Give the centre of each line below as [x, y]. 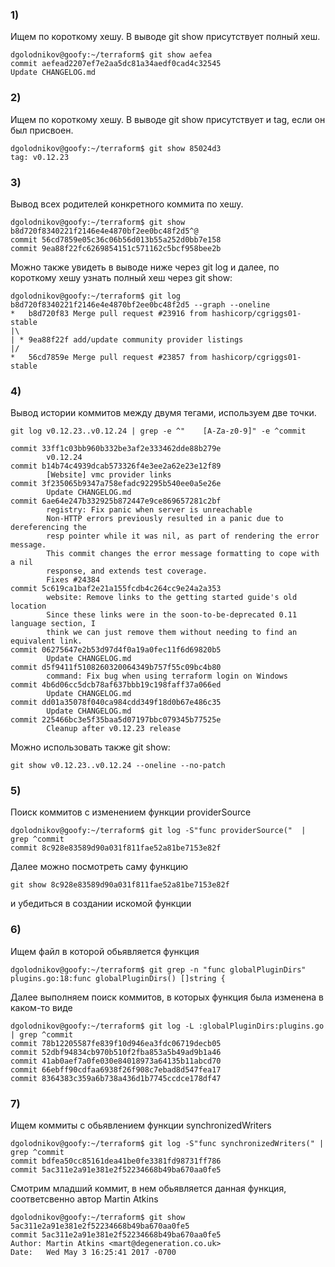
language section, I [53, 624]
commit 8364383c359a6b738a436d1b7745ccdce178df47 [116, 1078]
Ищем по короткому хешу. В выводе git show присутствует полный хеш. [165, 37]
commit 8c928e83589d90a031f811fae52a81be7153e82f [116, 848]
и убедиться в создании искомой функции [101, 904]
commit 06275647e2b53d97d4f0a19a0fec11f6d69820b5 [116, 650]
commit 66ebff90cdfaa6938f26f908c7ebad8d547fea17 [116, 1069]
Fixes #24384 [73, 580]
